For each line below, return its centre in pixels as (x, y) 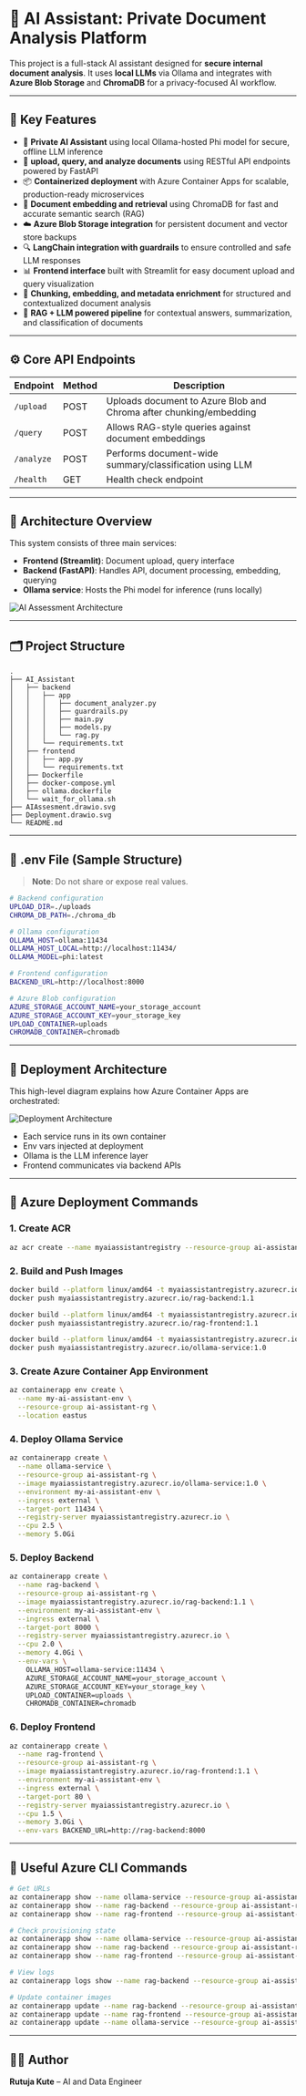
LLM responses (51, 260)
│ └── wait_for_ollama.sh (63, 800)
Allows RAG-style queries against (178, 427)
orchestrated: (35, 1101)
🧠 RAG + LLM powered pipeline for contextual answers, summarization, (158, 313)
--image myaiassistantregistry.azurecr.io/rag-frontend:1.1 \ (138, 1771)
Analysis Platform (78, 38)
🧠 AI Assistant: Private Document (138, 19)
